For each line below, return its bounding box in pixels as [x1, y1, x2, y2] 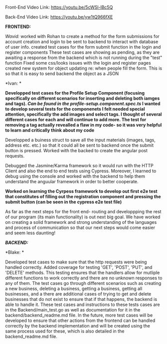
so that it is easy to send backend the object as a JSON [5, 71, 119, 77]
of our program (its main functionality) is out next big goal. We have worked [5, 214, 161, 220]
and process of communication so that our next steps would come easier [5, 225, 156, 230]
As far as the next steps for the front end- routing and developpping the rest [5, 209, 162, 214]
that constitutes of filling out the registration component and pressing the [5, 194, 161, 199]
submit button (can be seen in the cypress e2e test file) [5, 199, 122, 205]
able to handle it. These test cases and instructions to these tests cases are [5, 301, 161, 307]
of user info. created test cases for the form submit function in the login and [5, 44, 161, 50]
